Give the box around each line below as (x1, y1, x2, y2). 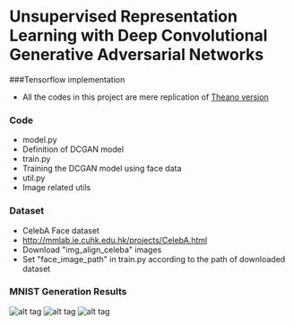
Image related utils (22, 182, 91, 193)
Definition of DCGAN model (22, 144, 124, 154)
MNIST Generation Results (9, 286, 127, 298)
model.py (22, 135, 57, 145)
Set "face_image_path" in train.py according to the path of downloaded (22, 253, 286, 264)
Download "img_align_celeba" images (22, 244, 162, 255)
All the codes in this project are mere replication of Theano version (22, 92, 269, 102)
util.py (22, 172, 46, 183)
